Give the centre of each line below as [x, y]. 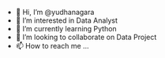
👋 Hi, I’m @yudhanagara [55, 12]
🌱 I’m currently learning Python [66, 29]
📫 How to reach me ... [52, 46]
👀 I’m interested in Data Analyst [67, 20]
